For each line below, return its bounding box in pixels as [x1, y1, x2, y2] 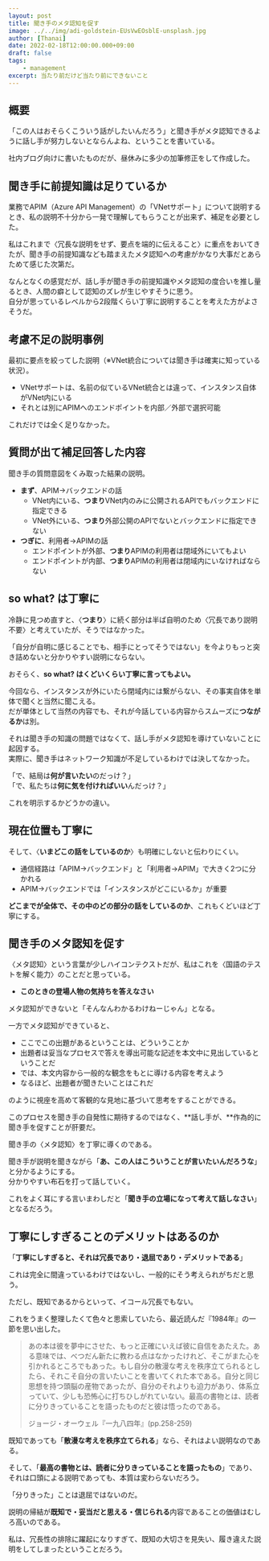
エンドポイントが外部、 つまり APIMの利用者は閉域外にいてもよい [31, 546, 247, 555]
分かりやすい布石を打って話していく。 [8, 1176, 135, 1187]
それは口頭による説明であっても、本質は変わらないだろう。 [8, 1473, 203, 1483]
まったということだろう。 [43, 1544, 127, 1554]
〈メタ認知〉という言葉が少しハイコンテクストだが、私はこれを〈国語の [8, 959, 247, 970]
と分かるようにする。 [8, 1167, 79, 1176]
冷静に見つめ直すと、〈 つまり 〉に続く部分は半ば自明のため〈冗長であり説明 [8, 615, 259, 624]
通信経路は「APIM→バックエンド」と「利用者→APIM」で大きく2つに [19, 863, 250, 873]
